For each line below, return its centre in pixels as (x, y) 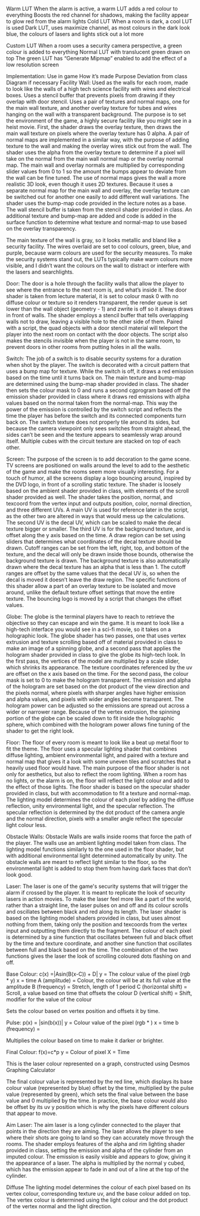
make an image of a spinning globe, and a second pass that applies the (93, 648)
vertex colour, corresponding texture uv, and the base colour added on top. (99, 1194)
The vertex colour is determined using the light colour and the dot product (97, 1200)
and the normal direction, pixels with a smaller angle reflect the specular (95, 819)
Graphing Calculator (31, 1070)
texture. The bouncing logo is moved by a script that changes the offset (94, 599)
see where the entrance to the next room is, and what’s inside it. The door (97, 290)
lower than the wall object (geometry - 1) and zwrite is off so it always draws (100, 309)
